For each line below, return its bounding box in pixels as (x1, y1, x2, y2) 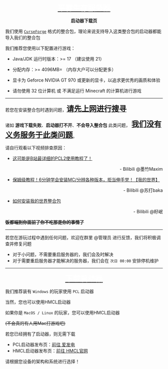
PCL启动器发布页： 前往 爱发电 (12, 341, 75, 347)
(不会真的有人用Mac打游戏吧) (5, 320, 66, 326)
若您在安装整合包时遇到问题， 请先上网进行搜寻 (5, 104, 126, 114)
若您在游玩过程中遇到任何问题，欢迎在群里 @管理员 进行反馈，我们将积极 (5, 235, 156, 240)
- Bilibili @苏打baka (123, 187, 163, 193)
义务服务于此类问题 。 (5, 130, 77, 140)
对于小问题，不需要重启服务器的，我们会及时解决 (12, 251, 113, 257)
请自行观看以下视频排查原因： (5, 145, 66, 151)
